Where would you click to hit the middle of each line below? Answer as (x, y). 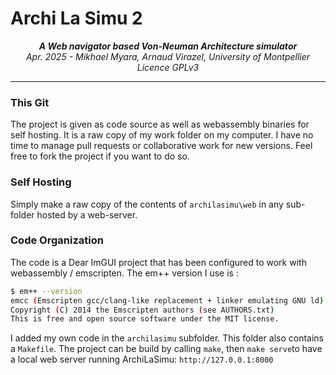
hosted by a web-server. (87, 214)
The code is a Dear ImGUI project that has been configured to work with (158, 262)
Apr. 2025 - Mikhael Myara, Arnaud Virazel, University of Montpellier (168, 56)
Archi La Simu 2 (76, 18)
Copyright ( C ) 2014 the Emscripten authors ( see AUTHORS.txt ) (142, 310)
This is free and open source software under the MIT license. (145, 319)
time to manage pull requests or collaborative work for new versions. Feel (161, 146)
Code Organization (57, 240)
